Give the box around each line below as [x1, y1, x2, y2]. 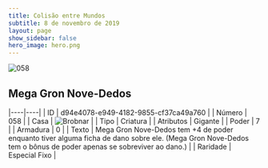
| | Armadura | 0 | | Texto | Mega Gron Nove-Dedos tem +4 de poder [8, 125, 234, 134]
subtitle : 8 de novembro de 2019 [8, 19, 120, 27]
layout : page [8, 26, 52, 34]
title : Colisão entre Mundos [8, 11, 106, 20]
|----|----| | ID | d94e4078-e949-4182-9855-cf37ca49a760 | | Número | [8, 107, 248, 117]
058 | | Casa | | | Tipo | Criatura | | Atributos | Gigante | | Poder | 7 [8, 116, 260, 126]
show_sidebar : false [8, 34, 78, 42]
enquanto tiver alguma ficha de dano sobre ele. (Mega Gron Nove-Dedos [8, 133, 250, 142]
